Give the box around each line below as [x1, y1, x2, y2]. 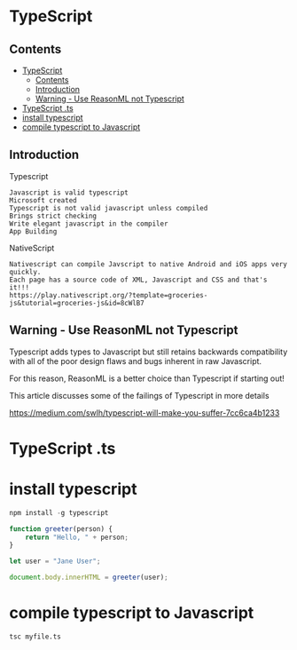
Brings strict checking [9, 211, 98, 220]
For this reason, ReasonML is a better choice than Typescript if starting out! [9, 373, 285, 384]
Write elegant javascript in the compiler [9, 219, 168, 228]
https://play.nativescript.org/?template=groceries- [9, 290, 208, 299]
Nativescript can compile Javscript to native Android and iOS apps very [9, 259, 288, 268]
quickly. [9, 267, 42, 276]
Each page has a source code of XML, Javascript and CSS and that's [9, 275, 268, 284]
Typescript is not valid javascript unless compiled [9, 203, 208, 212]
